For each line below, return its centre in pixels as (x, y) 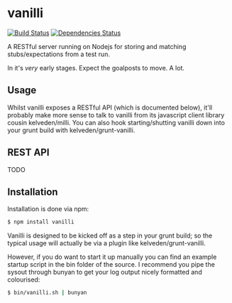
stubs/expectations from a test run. (59, 54)
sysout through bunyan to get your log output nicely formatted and (105, 272)
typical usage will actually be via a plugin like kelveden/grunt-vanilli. (106, 243)
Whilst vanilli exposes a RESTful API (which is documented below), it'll (110, 107)
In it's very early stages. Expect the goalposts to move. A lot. (96, 68)
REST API (28, 153)
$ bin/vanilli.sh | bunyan (47, 293)
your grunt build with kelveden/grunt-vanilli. (71, 130)
